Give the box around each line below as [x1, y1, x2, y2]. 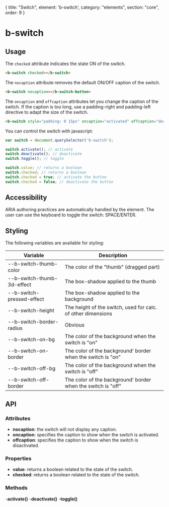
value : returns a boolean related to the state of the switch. [12, 466, 133, 473]
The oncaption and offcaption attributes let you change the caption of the [5, 98, 158, 104]
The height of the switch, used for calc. [64, 304, 157, 311]
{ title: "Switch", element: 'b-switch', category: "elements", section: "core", [5, 5, 159, 10]
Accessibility [5, 194, 47, 202]
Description [99, 252, 127, 259]
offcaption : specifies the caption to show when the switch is [12, 437, 138, 443]
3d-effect [8, 281, 32, 288]
